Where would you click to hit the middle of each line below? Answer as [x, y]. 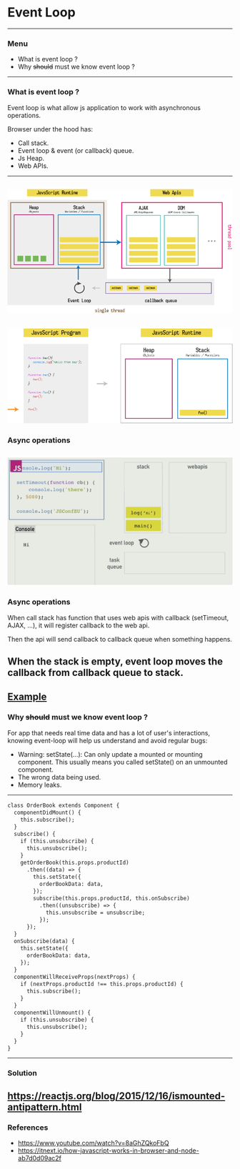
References [28, 1128]
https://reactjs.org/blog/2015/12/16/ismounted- [116, 1096]
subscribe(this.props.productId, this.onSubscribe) [112, 898]
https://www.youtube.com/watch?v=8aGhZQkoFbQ [93, 1143]
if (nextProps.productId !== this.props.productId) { [102, 984]
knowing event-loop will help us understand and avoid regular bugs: [107, 740]
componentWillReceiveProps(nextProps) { [75, 977]
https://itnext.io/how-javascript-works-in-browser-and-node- [108, 1150]
